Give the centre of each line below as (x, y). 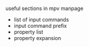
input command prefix (40, 26)
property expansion (38, 38)
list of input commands (41, 19)
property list (29, 32)
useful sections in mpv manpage (44, 8)
